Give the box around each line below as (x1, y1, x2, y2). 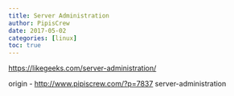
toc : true (8, 42, 42, 50)
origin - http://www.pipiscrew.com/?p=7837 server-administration (8, 79, 227, 89)
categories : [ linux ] (8, 34, 78, 42)
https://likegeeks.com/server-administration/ (8, 63, 157, 73)
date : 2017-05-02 (8, 26, 67, 34)
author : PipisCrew (8, 19, 70, 27)
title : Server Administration (8, 11, 110, 20)
